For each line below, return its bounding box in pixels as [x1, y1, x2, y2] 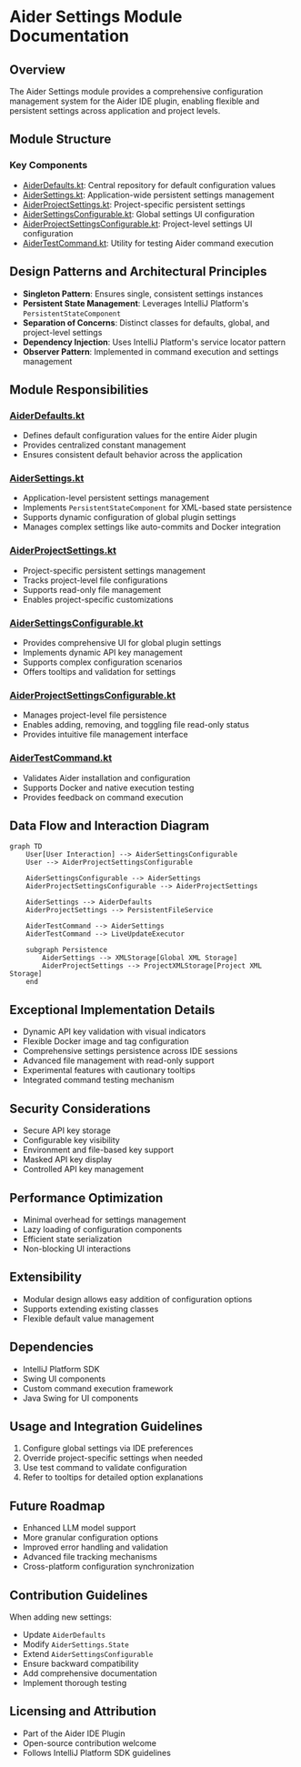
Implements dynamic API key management [22, 648, 184, 658]
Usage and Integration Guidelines [9, 1419, 203, 1434]
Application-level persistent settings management [22, 493, 209, 504]
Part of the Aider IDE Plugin [22, 1728, 125, 1739]
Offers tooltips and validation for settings [22, 667, 176, 678]
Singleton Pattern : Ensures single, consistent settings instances [22, 288, 264, 299]
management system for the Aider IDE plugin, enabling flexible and [9, 95, 260, 106]
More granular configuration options [22, 1532, 159, 1543]
